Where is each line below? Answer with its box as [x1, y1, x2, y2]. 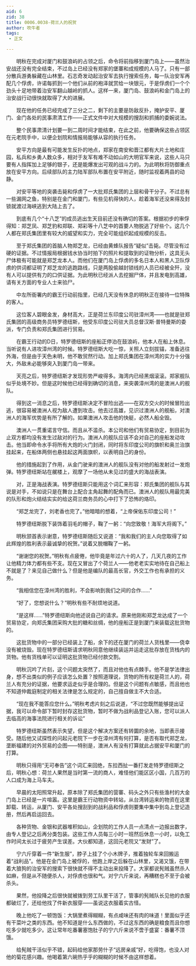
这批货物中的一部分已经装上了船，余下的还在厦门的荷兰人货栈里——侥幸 [16, 639, 190, 646]
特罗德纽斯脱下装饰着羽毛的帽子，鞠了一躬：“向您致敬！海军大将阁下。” [16, 520, 187, 527]
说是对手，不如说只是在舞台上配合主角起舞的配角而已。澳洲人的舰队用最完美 [6, 488, 190, 495]
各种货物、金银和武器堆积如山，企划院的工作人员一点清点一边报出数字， [16, 823, 190, 830]
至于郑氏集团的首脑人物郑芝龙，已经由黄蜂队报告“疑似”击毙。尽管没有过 [16, 242, 190, 249]
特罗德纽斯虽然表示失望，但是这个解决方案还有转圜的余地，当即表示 [16, 727, 180, 734]
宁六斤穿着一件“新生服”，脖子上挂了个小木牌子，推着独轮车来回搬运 [16, 850, 180, 857]
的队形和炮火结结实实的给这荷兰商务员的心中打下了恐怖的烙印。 [6, 495, 159, 502]
